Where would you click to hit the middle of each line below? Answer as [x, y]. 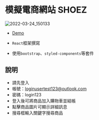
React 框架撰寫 [26, 43]
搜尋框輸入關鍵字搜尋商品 [37, 113]
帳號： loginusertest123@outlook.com [49, 89]
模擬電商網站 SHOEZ [46, 10]
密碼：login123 [27, 94]
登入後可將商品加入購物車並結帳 [44, 101]
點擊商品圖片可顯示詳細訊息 [40, 106]
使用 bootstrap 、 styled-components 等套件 [53, 53]
